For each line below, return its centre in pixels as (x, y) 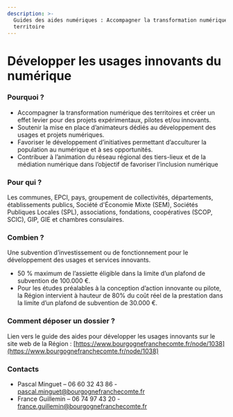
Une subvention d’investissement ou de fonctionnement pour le (98, 253)
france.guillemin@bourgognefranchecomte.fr (82, 407)
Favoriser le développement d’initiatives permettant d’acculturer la (112, 142)
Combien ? (26, 238)
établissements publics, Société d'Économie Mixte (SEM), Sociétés (103, 205)
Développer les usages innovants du (114, 61)
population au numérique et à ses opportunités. (85, 149)
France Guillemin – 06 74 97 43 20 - (69, 399)
